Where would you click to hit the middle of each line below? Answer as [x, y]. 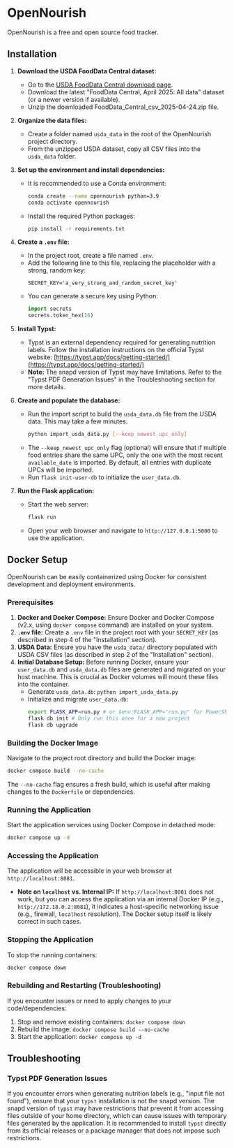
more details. [46, 387]
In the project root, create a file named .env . [91, 256]
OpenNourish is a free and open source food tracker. [83, 32]
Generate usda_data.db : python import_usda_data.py [103, 691]
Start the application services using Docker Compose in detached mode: [111, 825]
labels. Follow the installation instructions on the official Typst [116, 350]
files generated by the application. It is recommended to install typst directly [117, 1124]
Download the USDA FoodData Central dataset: [87, 71]
